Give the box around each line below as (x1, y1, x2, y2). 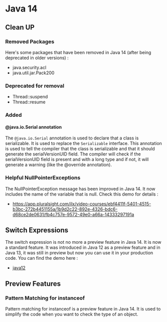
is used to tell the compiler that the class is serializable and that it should (5, 146, 155, 152)
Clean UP (5, 23, 35, 32)
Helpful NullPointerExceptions (5, 174, 81, 181)
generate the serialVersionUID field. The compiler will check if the (5, 151, 141, 157)
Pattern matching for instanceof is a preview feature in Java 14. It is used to (5, 306, 161, 312)
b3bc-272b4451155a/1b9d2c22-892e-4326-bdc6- (12, 206, 118, 212)
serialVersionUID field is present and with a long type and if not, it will (5, 156, 149, 163)
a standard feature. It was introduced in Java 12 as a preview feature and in (5, 244, 160, 251)
